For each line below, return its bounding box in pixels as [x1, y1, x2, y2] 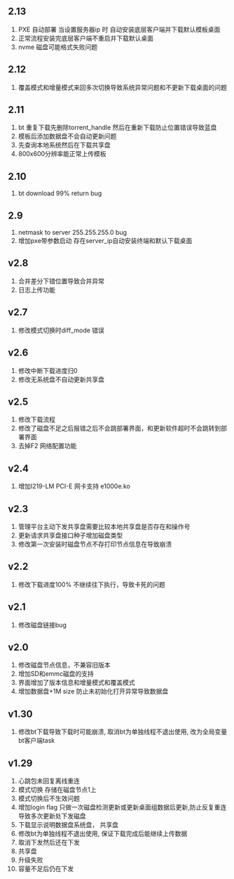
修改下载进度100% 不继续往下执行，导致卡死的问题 [18, 580, 165, 589]
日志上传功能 [18, 285, 55, 294]
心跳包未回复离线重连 [18, 776, 80, 785]
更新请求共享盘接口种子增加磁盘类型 [18, 530, 123, 540]
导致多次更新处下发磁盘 [18, 812, 86, 820]
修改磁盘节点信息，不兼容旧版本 [18, 660, 111, 670]
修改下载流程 [18, 415, 55, 424]
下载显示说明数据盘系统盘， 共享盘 [18, 821, 118, 828]
